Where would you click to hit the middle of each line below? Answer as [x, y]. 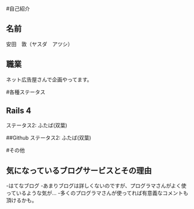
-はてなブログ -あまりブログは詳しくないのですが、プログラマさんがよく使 [96, 186]
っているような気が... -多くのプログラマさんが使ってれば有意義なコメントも [97, 193]
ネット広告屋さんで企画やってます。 [49, 79]
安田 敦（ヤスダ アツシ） [40, 44]
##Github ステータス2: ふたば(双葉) [49, 138]
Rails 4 [19, 111]
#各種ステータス [26, 92]
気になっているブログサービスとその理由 [79, 171]
